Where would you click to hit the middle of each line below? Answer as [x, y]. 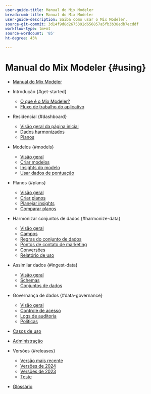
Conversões [33, 250]
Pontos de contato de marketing [54, 244]
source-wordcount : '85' [30, 33]
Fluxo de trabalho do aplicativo [52, 106]
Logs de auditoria [38, 316]
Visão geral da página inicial [49, 126]
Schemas [30, 280]
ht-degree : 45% [21, 38]
